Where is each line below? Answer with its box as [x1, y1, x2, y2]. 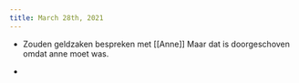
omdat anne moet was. [22, 47, 109, 59]
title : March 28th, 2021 [9, 13, 104, 23]
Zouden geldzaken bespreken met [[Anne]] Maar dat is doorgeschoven [22, 38, 290, 49]
